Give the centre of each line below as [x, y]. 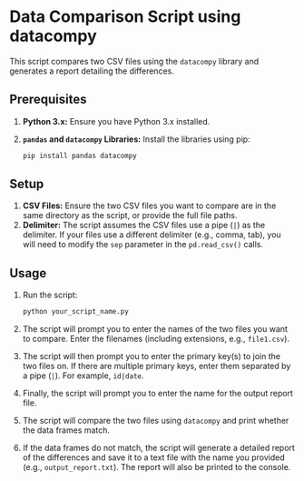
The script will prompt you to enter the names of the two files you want [155, 329]
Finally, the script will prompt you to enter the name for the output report [157, 394]
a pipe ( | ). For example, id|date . [83, 376]
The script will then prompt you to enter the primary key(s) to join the [152, 356]
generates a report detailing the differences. [92, 71]
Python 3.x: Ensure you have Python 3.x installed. [116, 121]
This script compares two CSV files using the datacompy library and [134, 61]
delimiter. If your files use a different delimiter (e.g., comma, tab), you [152, 235]
